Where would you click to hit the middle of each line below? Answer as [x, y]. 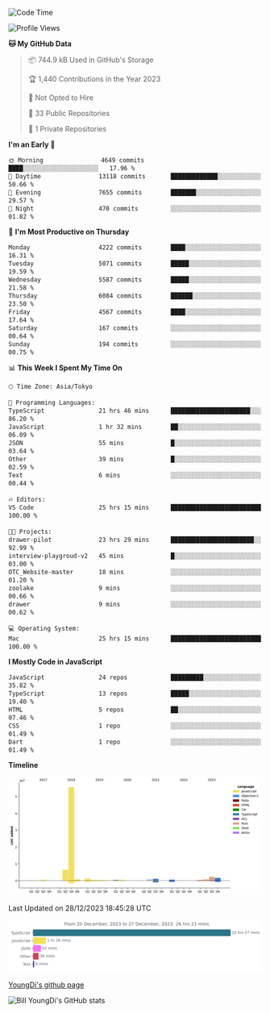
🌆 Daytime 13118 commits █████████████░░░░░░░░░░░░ [135, 177]
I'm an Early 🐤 [32, 144]
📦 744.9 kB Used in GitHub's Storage [91, 60]
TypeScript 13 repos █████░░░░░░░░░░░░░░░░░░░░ [135, 694]
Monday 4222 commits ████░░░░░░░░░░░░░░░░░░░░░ [135, 248]
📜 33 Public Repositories [69, 113]
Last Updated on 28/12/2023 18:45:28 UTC [80, 908]
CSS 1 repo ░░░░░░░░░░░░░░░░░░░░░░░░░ [135, 726]
